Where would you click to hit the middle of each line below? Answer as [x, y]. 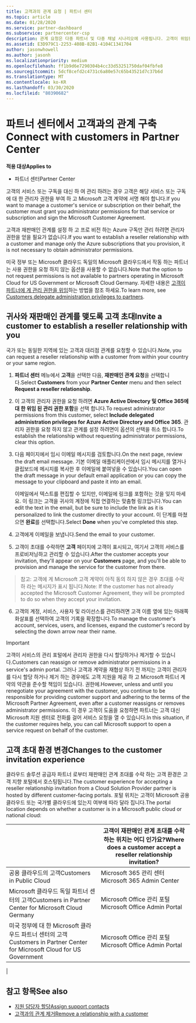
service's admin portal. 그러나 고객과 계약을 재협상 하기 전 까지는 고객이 [89, 669]
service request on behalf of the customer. [57, 730]
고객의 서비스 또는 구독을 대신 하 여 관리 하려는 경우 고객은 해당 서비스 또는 [91, 191]
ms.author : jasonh [28, 55]
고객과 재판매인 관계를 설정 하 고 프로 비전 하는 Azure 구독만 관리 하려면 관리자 [95, 230]
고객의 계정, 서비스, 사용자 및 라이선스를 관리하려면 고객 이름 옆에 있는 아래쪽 [101, 611]
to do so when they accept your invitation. [71, 599]
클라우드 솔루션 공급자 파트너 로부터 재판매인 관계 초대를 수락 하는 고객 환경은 [94, 775]
